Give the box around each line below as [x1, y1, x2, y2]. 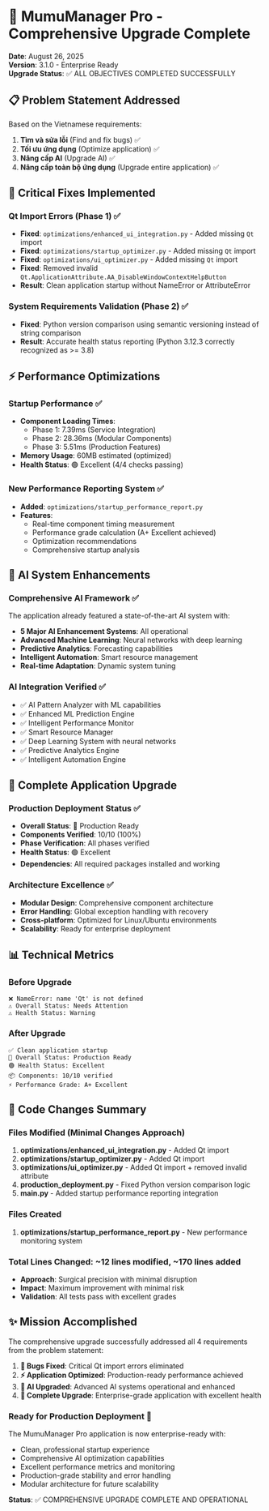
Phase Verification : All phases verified [19, 838, 149, 848]
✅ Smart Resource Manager [19, 727, 114, 737]
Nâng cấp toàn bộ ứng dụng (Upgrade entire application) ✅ [19, 162, 220, 172]
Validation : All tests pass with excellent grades [19, 1291, 177, 1301]
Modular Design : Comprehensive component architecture [19, 897, 214, 907]
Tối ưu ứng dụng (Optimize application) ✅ [19, 143, 160, 153]
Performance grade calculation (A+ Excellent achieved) [32, 527, 216, 537]
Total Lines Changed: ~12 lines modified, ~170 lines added [8, 1256, 242, 1267]
